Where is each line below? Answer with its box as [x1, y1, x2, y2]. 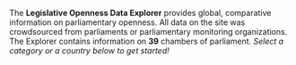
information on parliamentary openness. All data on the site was [9, 17, 246, 28]
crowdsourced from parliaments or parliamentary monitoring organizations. [9, 27, 288, 37]
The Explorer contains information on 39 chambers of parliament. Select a [9, 36, 284, 46]
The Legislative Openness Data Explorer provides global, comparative [9, 8, 272, 18]
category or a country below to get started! [9, 45, 170, 56]
